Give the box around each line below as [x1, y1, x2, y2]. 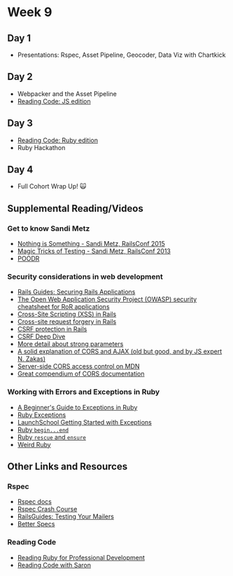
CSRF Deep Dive [17, 332, 66, 341]
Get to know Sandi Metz [7, 224, 90, 233]
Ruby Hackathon [17, 143, 66, 151]
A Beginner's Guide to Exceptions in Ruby [17, 403, 138, 411]
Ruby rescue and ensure [17, 432, 86, 441]
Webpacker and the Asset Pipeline [17, 89, 117, 98]
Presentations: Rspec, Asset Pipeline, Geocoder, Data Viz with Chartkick [17, 50, 226, 59]
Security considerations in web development [7, 272, 163, 282]
